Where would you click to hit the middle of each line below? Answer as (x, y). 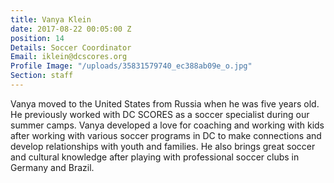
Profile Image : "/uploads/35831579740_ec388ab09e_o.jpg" (131, 66)
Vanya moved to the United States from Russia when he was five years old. (165, 103)
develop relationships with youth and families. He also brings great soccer (163, 146)
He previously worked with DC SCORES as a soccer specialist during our (160, 114)
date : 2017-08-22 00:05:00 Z (71, 29)
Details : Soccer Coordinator (71, 47)
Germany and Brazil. (52, 167)
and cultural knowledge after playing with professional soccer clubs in (155, 157)
